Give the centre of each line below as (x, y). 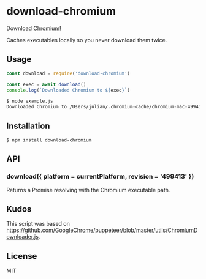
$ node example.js (30, 101)
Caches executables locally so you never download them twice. (87, 40)
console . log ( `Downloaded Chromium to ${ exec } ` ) (68, 90)
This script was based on (38, 224)
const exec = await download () (46, 84)
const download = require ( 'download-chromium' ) (68, 73)
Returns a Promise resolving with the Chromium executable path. (88, 190)
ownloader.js (22, 237)
